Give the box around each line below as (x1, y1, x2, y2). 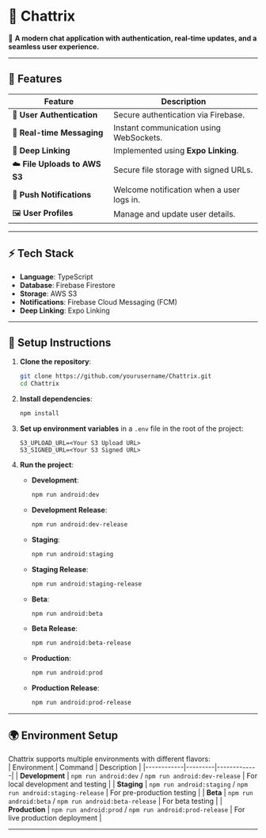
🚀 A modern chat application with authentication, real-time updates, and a (8, 33, 257, 43)
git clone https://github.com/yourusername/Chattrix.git (19, 372, 212, 380)
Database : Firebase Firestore (19, 280, 116, 290)
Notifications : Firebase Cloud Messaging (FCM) (19, 297, 178, 306)
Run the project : (19, 460, 74, 469)
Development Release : (31, 505, 108, 514)
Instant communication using (113, 122, 222, 133)
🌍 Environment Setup (8, 729, 119, 743)
